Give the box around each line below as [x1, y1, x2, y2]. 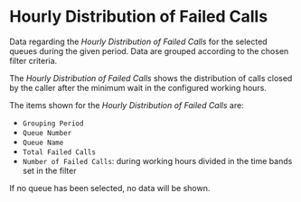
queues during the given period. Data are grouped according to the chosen [9, 45, 289, 56]
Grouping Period [22, 119, 84, 128]
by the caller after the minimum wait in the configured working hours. [9, 82, 267, 93]
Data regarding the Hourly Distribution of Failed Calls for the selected [9, 36, 268, 47]
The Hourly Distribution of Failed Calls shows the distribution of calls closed [9, 72, 293, 83]
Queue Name [22, 138, 64, 147]
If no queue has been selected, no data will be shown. [9, 182, 211, 193]
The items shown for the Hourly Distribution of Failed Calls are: [9, 99, 244, 110]
